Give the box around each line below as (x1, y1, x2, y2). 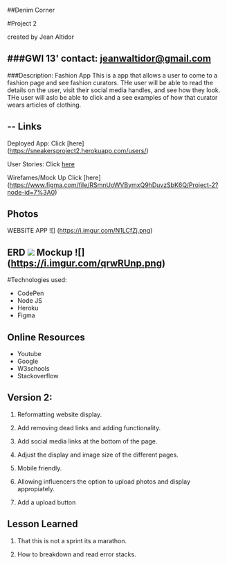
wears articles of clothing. (7, 100, 82, 109)
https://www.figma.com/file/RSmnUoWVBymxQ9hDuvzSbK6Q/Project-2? (9, 180, 219, 189)
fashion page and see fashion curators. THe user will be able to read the (7, 78, 213, 87)
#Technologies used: (7, 276, 67, 284)
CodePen (17, 289, 44, 297)
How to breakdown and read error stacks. (17, 550, 136, 558)
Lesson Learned (7, 518, 78, 530)
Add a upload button (17, 498, 76, 506)
